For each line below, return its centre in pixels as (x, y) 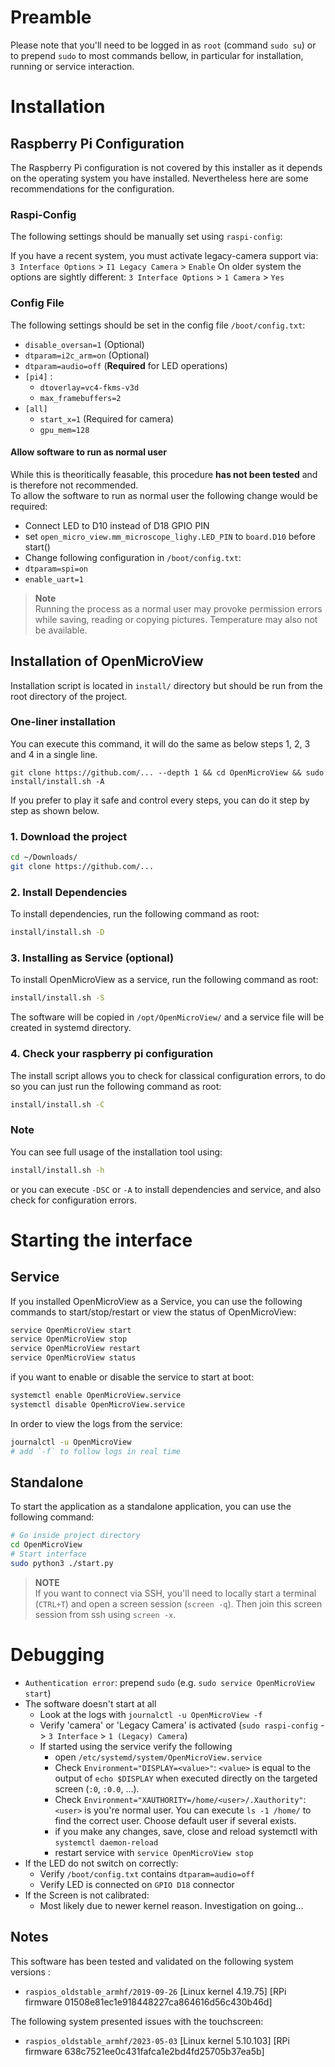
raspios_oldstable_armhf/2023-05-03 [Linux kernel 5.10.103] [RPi (157, 2040)
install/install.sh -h (57, 1170)
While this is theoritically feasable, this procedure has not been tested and (164, 474)
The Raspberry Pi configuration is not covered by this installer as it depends (166, 167)
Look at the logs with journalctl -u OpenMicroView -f (151, 1714)
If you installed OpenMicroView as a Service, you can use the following (156, 1301)
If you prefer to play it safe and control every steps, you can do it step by (160, 800)
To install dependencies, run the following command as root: (135, 914)
